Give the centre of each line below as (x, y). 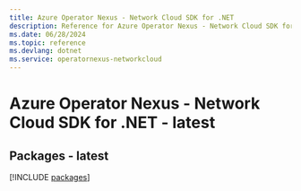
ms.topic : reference (48, 43)
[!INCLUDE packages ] (50, 177)
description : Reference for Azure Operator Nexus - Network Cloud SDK (144, 26)
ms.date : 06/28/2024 (48, 34)
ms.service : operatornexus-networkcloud (86, 59)
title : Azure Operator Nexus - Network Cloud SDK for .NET (122, 17)
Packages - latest (59, 156)
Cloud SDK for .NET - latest (112, 123)
